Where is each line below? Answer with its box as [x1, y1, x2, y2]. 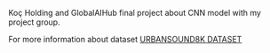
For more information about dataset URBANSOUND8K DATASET [8, 34, 242, 44]
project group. [8, 17, 60, 27]
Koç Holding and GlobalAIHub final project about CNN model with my [8, 8, 261, 18]
